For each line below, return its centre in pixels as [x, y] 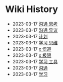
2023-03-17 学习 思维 [35, 43]
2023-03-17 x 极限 [32, 55]
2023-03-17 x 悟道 [32, 49]
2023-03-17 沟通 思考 [35, 24]
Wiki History [32, 9]
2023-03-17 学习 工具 [35, 61]
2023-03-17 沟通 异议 [35, 30]
